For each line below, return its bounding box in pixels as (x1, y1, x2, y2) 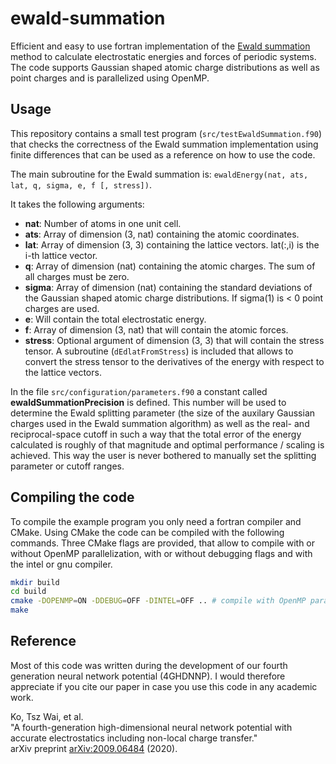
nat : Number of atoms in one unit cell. (24, 217, 182, 229)
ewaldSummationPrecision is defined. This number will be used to (10, 396, 287, 408)
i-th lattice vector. (24, 249, 98, 261)
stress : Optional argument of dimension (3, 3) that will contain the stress (24, 334, 325, 346)
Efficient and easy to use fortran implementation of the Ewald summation (10, 40, 311, 52)
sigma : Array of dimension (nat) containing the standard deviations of (24, 281, 313, 293)
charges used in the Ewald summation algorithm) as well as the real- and (10, 417, 310, 429)
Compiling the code (10, 489, 135, 506)
